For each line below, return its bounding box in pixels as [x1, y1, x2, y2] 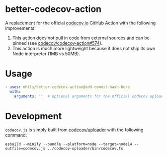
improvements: [5, 25, 36, 31]
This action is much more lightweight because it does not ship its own [12, 45, 156, 51]
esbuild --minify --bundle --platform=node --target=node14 [5, 142, 133, 147]
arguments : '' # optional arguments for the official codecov [14, 93, 148, 99]
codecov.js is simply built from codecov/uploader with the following [5, 127, 144, 133]
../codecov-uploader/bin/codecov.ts [47, 146, 123, 151]
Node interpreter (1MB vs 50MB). [12, 51, 81, 57]
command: [5, 132, 27, 138]
